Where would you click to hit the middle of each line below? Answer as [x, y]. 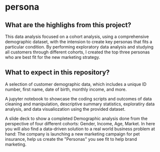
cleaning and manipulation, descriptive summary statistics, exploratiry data [80, 104]
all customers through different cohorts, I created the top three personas [78, 52]
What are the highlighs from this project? [68, 25]
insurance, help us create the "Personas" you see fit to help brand [71, 139]
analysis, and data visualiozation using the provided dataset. [65, 109]
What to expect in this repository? [57, 73]
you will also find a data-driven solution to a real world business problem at [80, 129]
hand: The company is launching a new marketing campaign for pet [72, 134]
